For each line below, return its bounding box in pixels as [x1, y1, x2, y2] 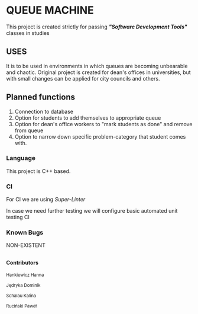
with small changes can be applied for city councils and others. [6, 75, 160, 82]
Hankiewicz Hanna [6, 272, 44, 278]
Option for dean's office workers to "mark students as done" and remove [14, 120, 193, 127]
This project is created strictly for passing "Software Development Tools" [6, 23, 187, 30]
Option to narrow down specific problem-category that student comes [14, 133, 186, 140]
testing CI [6, 214, 30, 221]
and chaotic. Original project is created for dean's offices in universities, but [6, 69, 191, 76]
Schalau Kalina [6, 293, 37, 299]
